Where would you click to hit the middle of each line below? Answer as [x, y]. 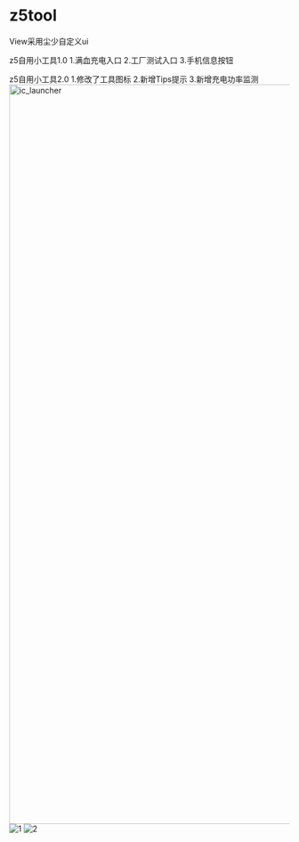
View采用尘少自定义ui [49, 41]
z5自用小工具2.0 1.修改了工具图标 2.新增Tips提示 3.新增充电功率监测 [134, 79]
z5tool [33, 16]
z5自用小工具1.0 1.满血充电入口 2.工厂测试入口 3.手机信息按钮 [121, 60]
